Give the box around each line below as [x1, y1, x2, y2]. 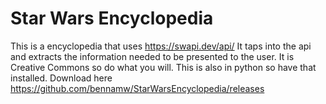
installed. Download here [10, 72, 113, 84]
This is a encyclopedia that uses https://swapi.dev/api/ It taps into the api [10, 40, 312, 52]
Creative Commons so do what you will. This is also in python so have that [10, 61, 317, 73]
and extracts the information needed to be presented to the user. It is [10, 50, 295, 62]
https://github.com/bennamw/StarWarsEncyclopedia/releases [10, 82, 265, 94]
